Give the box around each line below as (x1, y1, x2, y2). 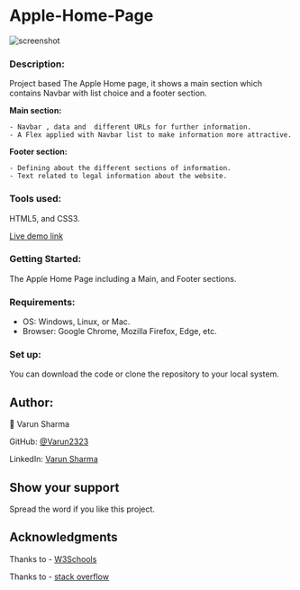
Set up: (9, 349, 42, 361)
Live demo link (9, 231, 64, 241)
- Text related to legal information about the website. (9, 172, 228, 181)
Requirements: (9, 295, 76, 308)
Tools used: (9, 193, 62, 205)
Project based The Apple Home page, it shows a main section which (9, 78, 263, 89)
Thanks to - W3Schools (9, 553, 97, 564)
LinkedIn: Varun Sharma (9, 454, 98, 465)
